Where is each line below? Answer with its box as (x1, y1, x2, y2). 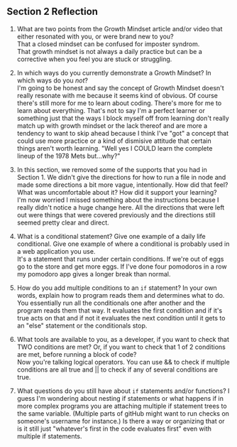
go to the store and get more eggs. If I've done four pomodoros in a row (16, 262, 228, 271)
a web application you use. (16, 247, 96, 255)
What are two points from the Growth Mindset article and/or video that (16, 24, 223, 33)
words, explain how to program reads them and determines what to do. (16, 291, 225, 299)
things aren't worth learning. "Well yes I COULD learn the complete (16, 144, 213, 152)
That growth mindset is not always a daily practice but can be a (16, 47, 203, 55)
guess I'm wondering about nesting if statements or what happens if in (16, 394, 224, 402)
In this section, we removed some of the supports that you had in (16, 165, 207, 173)
